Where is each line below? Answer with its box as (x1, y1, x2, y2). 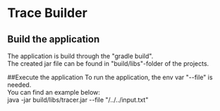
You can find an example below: (7, 88, 101, 96)
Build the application (7, 33, 100, 45)
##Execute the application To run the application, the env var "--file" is (7, 73, 213, 81)
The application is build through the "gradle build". (7, 52, 154, 60)
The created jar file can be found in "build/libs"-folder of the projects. (7, 59, 209, 68)
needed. (7, 81, 32, 89)
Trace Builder (7, 5, 88, 21)
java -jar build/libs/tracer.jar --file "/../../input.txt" (7, 95, 149, 104)
